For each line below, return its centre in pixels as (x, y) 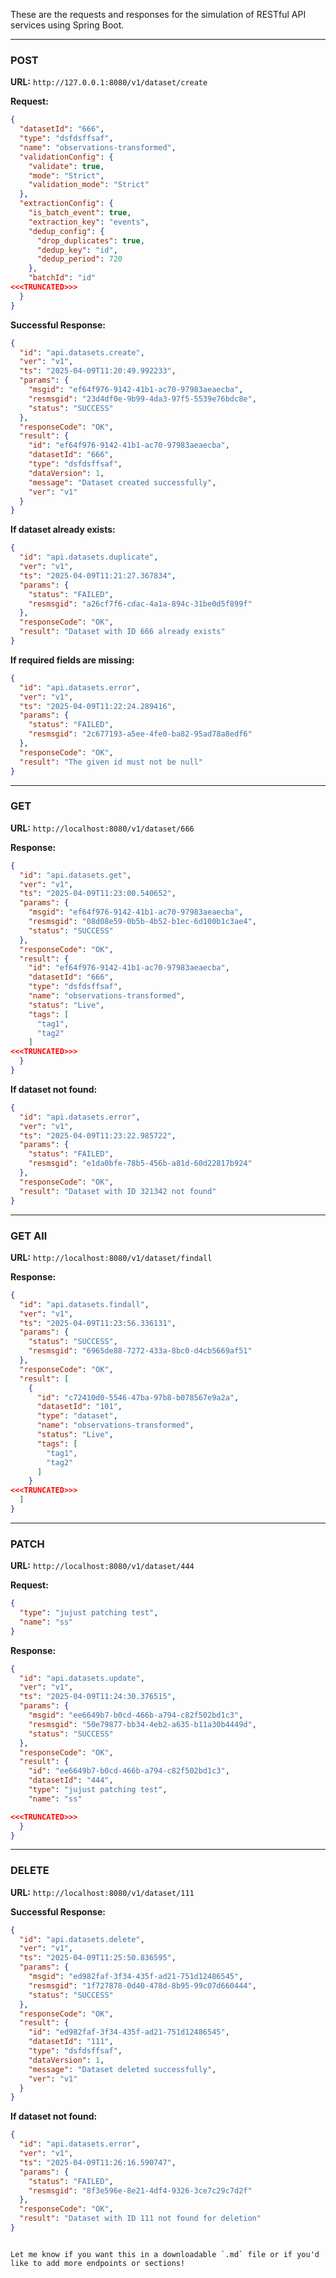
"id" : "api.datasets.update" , (82, 1678)
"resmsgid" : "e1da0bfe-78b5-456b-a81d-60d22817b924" (140, 1164)
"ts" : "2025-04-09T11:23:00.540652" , (98, 894)
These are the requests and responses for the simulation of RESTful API (158, 14)
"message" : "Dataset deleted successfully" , (122, 2069)
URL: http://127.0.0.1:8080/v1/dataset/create (109, 82)
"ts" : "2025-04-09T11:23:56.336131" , (98, 1323)
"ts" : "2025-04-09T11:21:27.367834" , (98, 575)
